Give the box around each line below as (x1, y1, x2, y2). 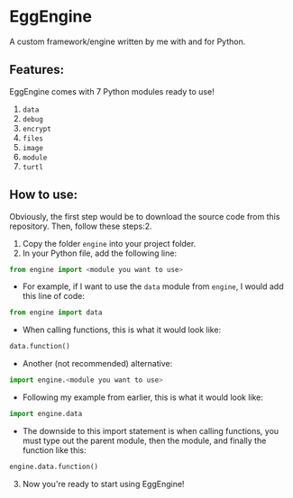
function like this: (22, 444, 87, 456)
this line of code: (22, 291, 86, 302)
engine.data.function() (9, 462, 99, 471)
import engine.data (9, 410, 83, 419)
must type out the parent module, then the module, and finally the (22, 435, 267, 446)
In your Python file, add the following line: (22, 248, 178, 258)
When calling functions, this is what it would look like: (22, 324, 222, 335)
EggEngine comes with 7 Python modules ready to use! (9, 86, 215, 96)
